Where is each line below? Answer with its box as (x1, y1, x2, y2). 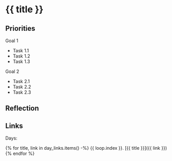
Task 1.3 (12, 58, 30, 65)
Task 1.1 (12, 48, 29, 53)
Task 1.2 (12, 53, 30, 59)
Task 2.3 (12, 89, 31, 95)
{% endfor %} (5, 150, 35, 157)
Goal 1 (5, 37, 18, 44)
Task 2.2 (12, 84, 31, 90)
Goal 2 (5, 68, 20, 74)
